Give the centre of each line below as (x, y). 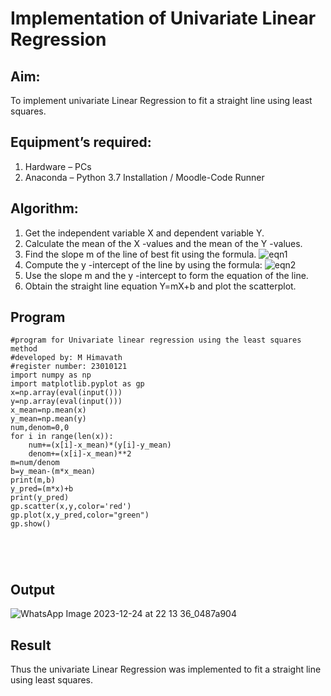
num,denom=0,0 (40, 428)
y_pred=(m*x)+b (42, 489)
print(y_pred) (40, 498)
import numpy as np (51, 375)
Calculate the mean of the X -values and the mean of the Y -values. (163, 243)
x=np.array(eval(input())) (66, 393)
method (24, 349)
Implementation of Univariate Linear (163, 18)
